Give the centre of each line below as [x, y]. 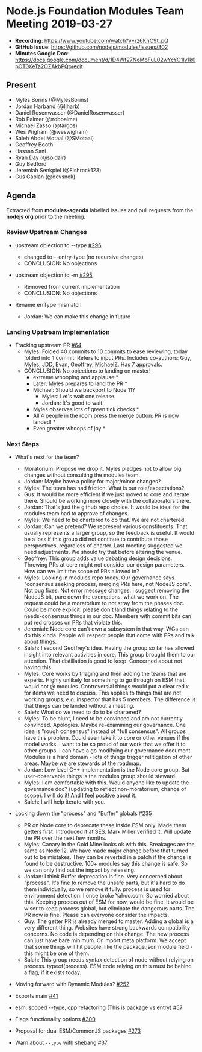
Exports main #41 [36, 996]
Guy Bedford [31, 163]
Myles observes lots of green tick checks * [86, 409]
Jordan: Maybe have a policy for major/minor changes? [92, 482]
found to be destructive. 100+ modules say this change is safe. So [106, 864]
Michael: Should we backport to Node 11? [84, 390]
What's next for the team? [47, 457]
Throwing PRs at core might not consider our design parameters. [104, 565]
